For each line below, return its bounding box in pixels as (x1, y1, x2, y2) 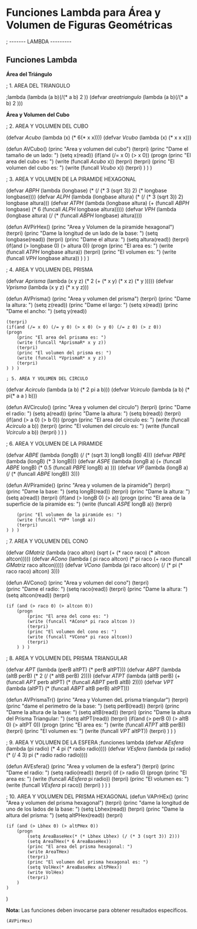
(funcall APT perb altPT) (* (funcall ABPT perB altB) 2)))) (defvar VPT (6, 678, 174, 685)
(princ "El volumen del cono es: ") (27, 629, 117, 635)
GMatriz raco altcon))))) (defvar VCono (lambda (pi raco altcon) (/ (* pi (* (6, 561, 183, 568)
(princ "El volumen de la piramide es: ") (16, 512, 122, 517)
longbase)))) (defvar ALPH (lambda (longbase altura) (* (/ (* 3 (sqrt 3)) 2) (6, 193, 183, 200)
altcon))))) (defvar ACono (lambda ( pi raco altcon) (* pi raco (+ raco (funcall (6, 555, 191, 562)
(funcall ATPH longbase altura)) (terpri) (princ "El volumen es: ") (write (6, 248, 176, 256)
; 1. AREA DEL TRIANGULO (6, 82, 71, 89)
